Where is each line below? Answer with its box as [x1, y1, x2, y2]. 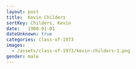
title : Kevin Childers [6, 14, 66, 20]
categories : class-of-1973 [6, 37, 74, 43]
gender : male [6, 53, 39, 59]
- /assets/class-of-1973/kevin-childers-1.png [11, 48, 131, 54]
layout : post [6, 8, 39, 15]
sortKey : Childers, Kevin [6, 20, 71, 26]
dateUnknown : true [6, 31, 52, 37]
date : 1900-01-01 [6, 25, 55, 32]
